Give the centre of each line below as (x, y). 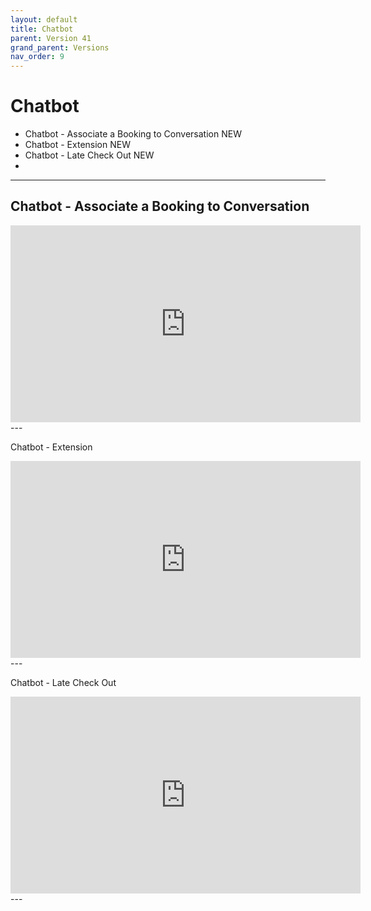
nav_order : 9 (37, 57)
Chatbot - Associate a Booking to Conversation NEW (133, 134)
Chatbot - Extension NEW (77, 145)
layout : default (44, 19)
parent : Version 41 (51, 38)
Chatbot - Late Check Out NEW (89, 155)
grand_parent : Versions (60, 47)
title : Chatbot (42, 29)
